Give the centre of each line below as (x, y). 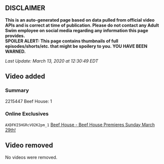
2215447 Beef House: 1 (29, 101)
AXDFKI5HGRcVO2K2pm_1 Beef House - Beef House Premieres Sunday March (80, 125)
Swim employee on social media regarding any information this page (77, 30)
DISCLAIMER (25, 8)
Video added (25, 77)
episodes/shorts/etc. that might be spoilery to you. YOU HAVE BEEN (76, 46)
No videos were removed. (31, 157)
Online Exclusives (27, 114)
